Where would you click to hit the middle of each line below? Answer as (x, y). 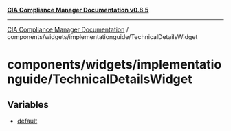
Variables (28, 105)
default (27, 121)
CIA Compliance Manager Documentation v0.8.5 (78, 10)
